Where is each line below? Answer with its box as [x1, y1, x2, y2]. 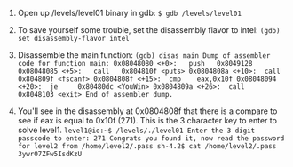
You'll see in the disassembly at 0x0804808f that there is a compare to [17, 106, 278, 116]
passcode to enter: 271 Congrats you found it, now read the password [17, 134, 285, 143]
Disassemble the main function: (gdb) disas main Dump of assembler [17, 50, 271, 60]
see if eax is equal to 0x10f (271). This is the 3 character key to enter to [17, 115, 278, 125]
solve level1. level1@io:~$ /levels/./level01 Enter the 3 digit [17, 124, 256, 135]
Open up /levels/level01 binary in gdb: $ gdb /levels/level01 [17, 8, 242, 18]
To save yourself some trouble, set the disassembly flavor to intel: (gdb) [17, 25, 281, 35]
